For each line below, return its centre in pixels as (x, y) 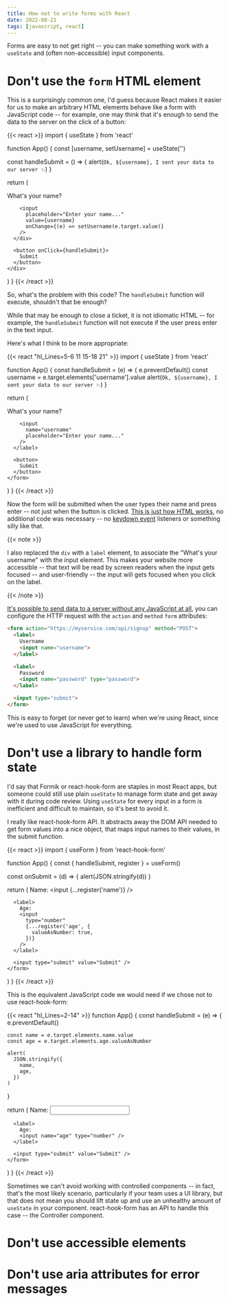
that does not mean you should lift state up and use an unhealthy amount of (114, 1200)
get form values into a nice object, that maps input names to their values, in (114, 829)
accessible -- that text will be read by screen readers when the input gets (111, 568)
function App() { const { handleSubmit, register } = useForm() (94, 863)
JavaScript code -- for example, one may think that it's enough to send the (113, 115)
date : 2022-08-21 (32, 20)
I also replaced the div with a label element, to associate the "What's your (112, 553)
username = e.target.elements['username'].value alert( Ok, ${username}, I (112, 377)
